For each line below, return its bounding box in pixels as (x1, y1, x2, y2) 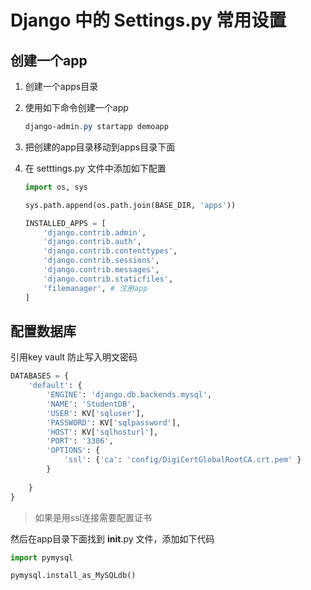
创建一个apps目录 (24, 81, 99, 92)
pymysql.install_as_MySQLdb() (10, 571, 137, 581)
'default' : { (28, 381, 83, 391)
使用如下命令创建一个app (24, 102, 129, 113)
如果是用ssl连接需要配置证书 (34, 511, 152, 523)
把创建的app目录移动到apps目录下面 (24, 141, 176, 153)
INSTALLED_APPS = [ (24, 218, 107, 228)
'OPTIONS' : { (46, 446, 101, 456)
